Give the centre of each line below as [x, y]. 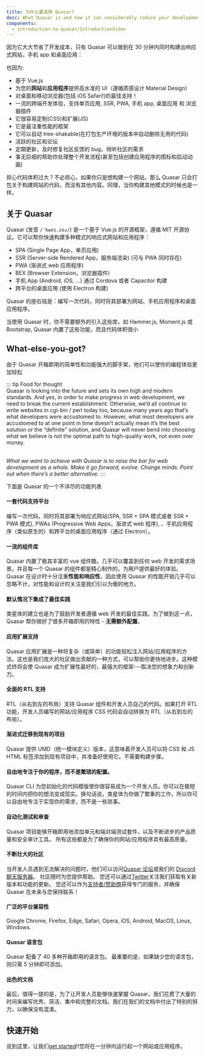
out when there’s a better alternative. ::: [56, 474]
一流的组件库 [22, 546]
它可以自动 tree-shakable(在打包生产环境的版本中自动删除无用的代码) [102, 134]
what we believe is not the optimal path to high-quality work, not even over [100, 436]
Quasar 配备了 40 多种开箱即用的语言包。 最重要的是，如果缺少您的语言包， [101, 957]
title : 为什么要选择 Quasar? [40, 12]
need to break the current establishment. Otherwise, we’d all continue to [97, 404]
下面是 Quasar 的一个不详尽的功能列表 [54, 486]
